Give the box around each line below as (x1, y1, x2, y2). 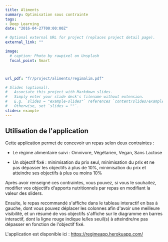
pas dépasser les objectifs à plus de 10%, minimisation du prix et (12, 165, 146, 171)
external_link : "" (5, 40, 43, 45)
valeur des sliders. (5, 190, 43, 196)
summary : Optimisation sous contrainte (5, 12, 88, 17)
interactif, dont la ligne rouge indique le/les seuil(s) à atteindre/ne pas (5, 216, 148, 222)
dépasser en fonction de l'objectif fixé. (5, 221, 85, 227)
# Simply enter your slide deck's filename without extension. (5, 94, 144, 99)
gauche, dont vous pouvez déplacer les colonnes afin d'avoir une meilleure (5, 205, 160, 211)
